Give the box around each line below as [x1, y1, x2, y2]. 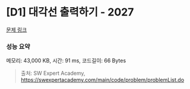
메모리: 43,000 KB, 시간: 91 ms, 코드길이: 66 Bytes [6, 57, 126, 64]
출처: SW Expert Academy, [20, 69, 85, 77]
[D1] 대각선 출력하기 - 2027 [6, 5, 134, 19]
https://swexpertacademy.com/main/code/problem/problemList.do [20, 77, 185, 84]
